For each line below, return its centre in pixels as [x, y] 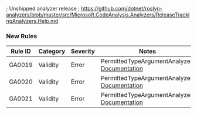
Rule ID [21, 51]
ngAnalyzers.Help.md [32, 21]
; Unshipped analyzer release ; [43, 9]
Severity [83, 51]
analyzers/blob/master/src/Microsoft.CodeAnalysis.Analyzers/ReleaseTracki [98, 15]
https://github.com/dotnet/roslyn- [122, 9]
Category [52, 51]
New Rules [22, 36]
